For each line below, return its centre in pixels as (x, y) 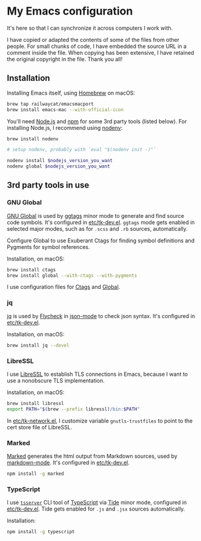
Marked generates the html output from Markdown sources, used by (92, 456)
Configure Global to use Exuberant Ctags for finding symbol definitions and (101, 240)
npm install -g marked (35, 474)
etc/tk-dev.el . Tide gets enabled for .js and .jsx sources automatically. (96, 509)
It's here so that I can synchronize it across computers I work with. (90, 28)
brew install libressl (35, 403)
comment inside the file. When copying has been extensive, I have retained (100, 52)
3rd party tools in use (48, 185)
